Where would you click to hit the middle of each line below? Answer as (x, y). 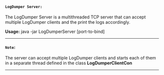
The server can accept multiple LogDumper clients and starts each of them (81, 58)
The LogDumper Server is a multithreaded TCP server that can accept (75, 17)
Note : (10, 47)
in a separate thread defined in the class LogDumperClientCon (69, 63)
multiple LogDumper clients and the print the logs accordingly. (68, 22)
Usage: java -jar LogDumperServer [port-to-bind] (55, 31)
